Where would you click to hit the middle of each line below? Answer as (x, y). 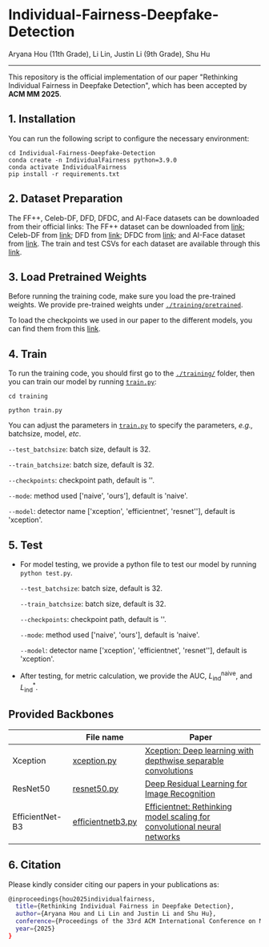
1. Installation (42, 119)
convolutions (169, 770)
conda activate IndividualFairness (68, 167)
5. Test (26, 545)
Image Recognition (180, 793)
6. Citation (35, 865)
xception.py (95, 760)
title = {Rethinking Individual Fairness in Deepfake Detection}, (125, 906)
